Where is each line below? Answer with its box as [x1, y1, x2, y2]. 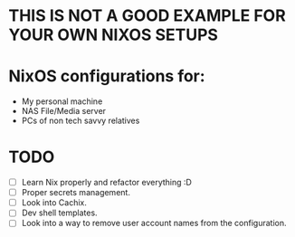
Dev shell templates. [21, 207, 98, 218]
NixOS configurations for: [8, 66, 205, 87]
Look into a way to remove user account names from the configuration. [21, 218, 287, 229]
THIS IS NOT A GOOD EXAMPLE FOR [8, 5, 286, 26]
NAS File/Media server [21, 106, 106, 117]
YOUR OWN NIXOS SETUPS [8, 24, 219, 45]
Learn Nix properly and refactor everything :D [21, 177, 192, 188]
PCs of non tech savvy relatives [21, 115, 140, 127]
